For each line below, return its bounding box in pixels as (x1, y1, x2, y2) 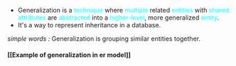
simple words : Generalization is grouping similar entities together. (7, 34, 201, 43)
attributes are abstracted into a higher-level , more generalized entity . (17, 13, 220, 22)
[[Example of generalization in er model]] (7, 51, 132, 59)
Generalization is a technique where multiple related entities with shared (17, 6, 230, 14)
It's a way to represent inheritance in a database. (17, 21, 161, 29)
